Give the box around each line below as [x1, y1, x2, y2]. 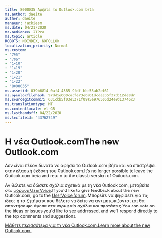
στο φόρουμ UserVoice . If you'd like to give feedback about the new [5, 187, 140, 193]
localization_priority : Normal [5, 43, 68, 48]
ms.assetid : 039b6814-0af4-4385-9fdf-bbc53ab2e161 [5, 88, 109, 93]
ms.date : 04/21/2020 [5, 25, 47, 30]
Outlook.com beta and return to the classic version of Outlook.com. [5, 173, 139, 178]
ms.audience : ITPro [5, 30, 44, 34]
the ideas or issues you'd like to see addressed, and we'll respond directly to [5, 208, 158, 214]
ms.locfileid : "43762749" [5, 115, 57, 120]
